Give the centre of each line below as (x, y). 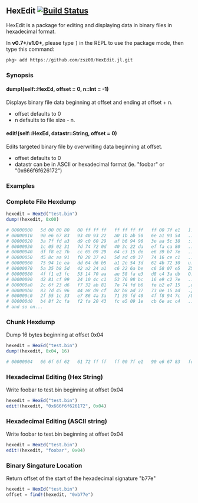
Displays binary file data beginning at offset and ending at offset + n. (89, 102)
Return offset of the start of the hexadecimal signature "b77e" (81, 478)
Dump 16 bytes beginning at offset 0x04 (55, 335)
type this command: (30, 49)
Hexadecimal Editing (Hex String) (55, 377)
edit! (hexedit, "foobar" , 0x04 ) (46, 450)
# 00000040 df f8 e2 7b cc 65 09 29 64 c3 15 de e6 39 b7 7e (93, 252)
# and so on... (25, 307)
